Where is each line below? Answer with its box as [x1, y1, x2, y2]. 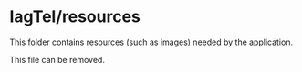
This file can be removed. [9, 54, 105, 65]
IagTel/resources [9, 6, 141, 27]
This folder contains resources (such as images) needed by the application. [9, 36, 294, 47]
